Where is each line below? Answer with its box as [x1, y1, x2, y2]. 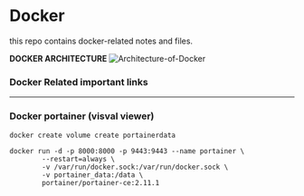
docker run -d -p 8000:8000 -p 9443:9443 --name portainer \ [9, 146, 245, 155]
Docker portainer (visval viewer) [9, 110, 155, 122]
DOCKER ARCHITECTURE [9, 53, 108, 64]
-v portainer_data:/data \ [42, 170, 144, 180]
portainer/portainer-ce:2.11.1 [42, 178, 160, 187]
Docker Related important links [9, 75, 148, 88]
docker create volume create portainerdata [9, 131, 176, 140]
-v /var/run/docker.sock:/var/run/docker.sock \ [42, 162, 229, 171]
